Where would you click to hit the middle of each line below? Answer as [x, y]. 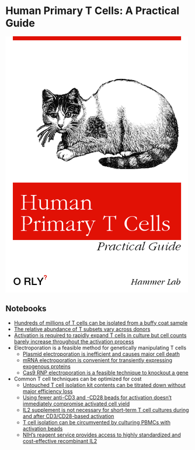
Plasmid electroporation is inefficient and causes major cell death [101, 354]
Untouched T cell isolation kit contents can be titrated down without [104, 385]
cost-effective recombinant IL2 [60, 441]
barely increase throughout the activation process [74, 341]
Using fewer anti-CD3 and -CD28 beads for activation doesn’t [97, 397]
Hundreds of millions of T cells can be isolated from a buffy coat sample [101, 322]
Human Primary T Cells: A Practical [93, 11]
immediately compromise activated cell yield [76, 403]
